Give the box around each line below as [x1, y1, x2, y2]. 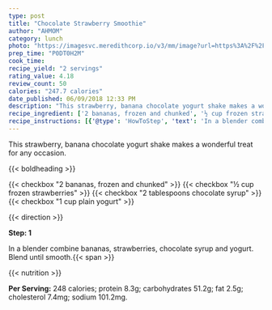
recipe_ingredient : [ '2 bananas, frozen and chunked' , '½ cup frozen [8, 110, 249, 118]
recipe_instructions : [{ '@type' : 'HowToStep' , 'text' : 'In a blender [8, 117, 249, 125]
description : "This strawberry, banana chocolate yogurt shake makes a [8, 102, 255, 110]
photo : [8, 42, 31, 50]
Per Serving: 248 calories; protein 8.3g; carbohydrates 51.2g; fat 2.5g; [8, 283, 244, 293]
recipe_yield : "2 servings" [8, 65, 104, 73]
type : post [8, 11, 45, 20]
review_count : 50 [8, 79, 67, 87]
